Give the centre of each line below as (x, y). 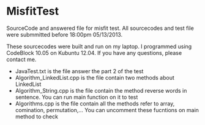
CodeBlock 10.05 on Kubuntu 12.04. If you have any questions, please (94, 52)
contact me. (21, 59)
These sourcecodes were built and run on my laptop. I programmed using (99, 46)
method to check (36, 116)
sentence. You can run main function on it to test (76, 97)
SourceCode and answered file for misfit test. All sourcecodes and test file (100, 28)
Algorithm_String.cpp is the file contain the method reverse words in (101, 90)
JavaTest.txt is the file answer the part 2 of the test (79, 71)
